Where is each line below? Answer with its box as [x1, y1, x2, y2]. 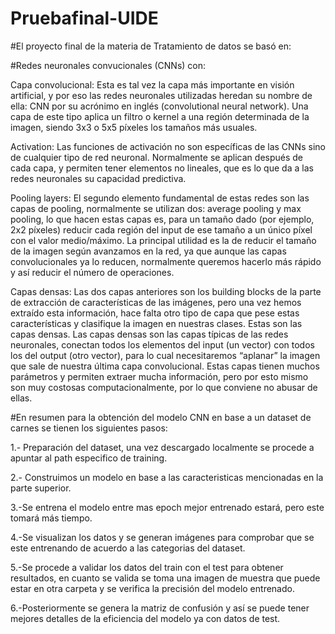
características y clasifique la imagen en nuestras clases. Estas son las [10, 317, 303, 329]
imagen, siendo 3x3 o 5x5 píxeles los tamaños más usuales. [10, 121, 258, 133]
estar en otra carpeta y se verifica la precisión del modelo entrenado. [10, 582, 295, 594]
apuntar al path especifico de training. [10, 452, 168, 464]
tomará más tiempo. [10, 512, 93, 524]
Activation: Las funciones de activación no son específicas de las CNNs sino [10, 140, 326, 152]
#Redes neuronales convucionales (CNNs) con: [10, 59, 207, 71]
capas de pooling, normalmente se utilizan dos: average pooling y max [10, 202, 302, 214]
